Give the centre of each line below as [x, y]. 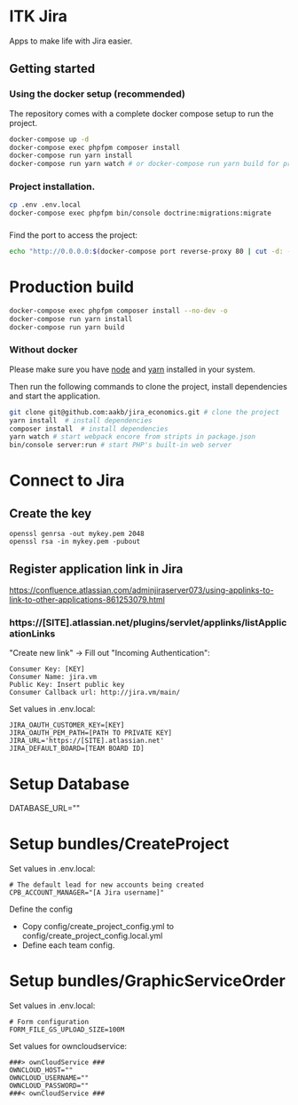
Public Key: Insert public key [67, 685]
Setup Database [70, 784]
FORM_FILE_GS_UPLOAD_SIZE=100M [67, 1030]
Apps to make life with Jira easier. [71, 41]
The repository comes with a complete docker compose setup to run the [141, 114]
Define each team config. [68, 945]
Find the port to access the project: [74, 235]
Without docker [43, 350]
